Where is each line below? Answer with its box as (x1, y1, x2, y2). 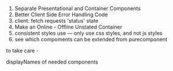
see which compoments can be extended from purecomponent (14, 36, 168, 42)
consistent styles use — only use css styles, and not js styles (14, 30, 162, 37)
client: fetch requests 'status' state (14, 17, 99, 24)
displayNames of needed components (6, 58, 99, 65)
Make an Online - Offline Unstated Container (14, 23, 123, 30)
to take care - (6, 47, 39, 54)
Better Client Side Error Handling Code (14, 11, 108, 18)
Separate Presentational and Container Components (14, 5, 141, 12)
